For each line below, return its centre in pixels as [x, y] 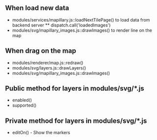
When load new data [37, 8]
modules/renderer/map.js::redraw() [48, 63]
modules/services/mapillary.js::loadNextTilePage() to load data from [81, 20]
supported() [24, 105]
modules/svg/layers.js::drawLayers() [49, 68]
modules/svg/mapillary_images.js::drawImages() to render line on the [82, 30]
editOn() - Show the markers [41, 133]
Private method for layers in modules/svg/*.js [76, 121]
